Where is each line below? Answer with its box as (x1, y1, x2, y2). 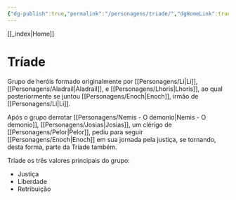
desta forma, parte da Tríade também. (7, 143, 117, 151)
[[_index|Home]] (7, 29, 55, 38)
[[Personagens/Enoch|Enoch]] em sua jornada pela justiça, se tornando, (7, 135, 216, 143)
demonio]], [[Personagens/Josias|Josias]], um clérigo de (7, 120, 172, 129)
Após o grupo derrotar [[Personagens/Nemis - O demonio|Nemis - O (7, 113, 206, 121)
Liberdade (17, 177, 48, 185)
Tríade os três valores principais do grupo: (7, 156, 130, 164)
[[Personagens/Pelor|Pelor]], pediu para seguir (7, 127, 143, 136)
